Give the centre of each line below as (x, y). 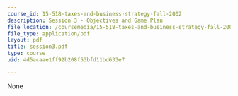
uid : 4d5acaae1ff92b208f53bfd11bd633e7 (66, 60)
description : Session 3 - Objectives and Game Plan (85, 20)
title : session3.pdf (38, 47)
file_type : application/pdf (49, 34)
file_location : (30, 27)
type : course (27, 54)
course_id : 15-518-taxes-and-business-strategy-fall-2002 (95, 14)
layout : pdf (25, 40)
